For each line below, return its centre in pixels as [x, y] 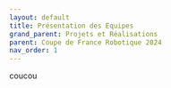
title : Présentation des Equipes [72, 26]
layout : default [39, 17]
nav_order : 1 [34, 51]
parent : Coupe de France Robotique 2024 [86, 42]
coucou [23, 76]
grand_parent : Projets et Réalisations [84, 34]
